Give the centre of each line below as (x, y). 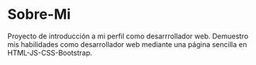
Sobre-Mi (39, 14)
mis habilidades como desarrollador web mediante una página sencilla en (127, 44)
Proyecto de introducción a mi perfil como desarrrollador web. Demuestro (128, 36)
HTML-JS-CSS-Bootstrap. (50, 52)
